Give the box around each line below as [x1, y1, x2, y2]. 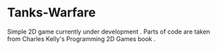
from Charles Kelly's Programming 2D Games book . [7, 34, 156, 42]
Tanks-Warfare [7, 5, 96, 21]
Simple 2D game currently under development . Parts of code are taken [7, 27, 211, 36]
